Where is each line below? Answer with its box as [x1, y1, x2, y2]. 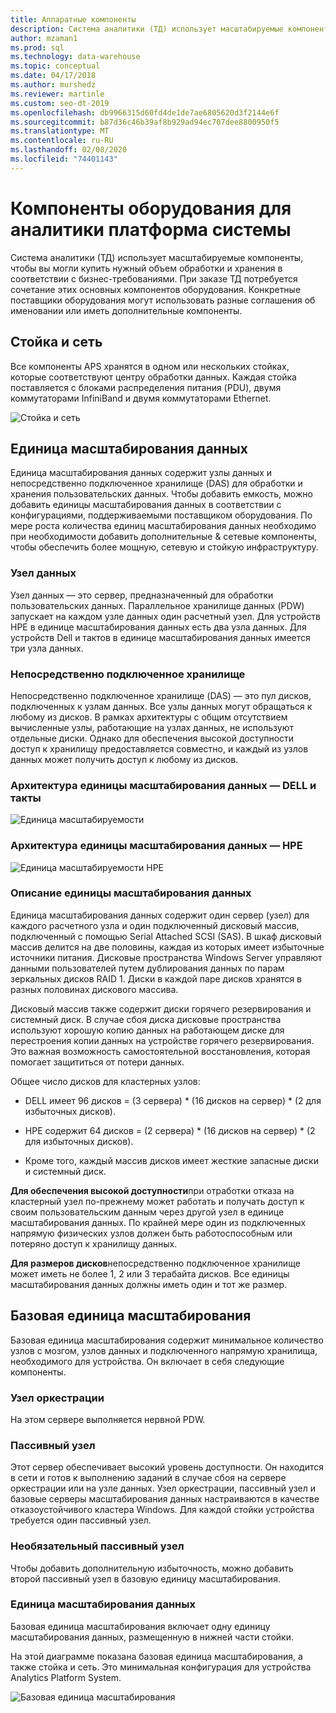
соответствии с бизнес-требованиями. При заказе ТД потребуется [10, 272, 298, 285]
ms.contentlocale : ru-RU [10, 136, 114, 146]
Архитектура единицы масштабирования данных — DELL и [10, 778, 317, 792]
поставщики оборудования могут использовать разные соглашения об [10, 294, 316, 306]
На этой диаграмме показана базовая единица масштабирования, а [10, 1650, 303, 1662]
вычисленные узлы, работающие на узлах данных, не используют [10, 721, 294, 733]
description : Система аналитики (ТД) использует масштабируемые [10, 24, 284, 34]
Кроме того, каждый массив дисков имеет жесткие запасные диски [24, 1154, 319, 1166]
